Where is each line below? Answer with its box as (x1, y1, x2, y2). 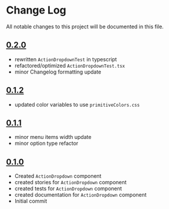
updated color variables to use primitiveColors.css (14, 101, 140, 108)
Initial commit (14, 198, 48, 205)
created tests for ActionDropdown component (14, 185, 122, 192)
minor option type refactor (14, 140, 79, 147)
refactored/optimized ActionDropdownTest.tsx (14, 62, 125, 69)
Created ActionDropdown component (14, 172, 102, 180)
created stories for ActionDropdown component (14, 179, 127, 186)
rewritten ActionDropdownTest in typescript (14, 55, 117, 62)
